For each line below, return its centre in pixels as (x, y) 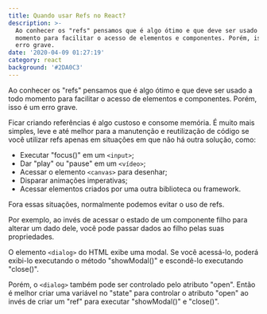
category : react (35, 61)
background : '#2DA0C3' (46, 68)
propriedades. (31, 237)
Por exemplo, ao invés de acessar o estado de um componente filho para (128, 219)
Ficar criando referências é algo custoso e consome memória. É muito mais (132, 122)
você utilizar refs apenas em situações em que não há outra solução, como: (132, 139)
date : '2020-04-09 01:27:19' (56, 53)
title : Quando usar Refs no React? (67, 16)
